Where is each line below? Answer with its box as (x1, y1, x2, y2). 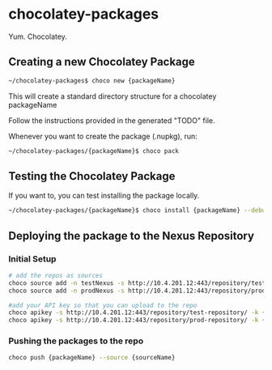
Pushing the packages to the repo (8, 335, 144, 347)
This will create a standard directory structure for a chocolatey (8, 91, 217, 101)
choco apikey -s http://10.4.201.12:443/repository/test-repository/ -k (8, 308, 259, 317)
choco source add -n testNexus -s (8, 279, 125, 287)
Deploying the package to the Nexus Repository (8, 228, 255, 243)
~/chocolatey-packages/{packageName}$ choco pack (8, 147, 180, 155)
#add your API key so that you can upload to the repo (8, 301, 198, 309)
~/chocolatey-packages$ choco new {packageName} (8, 76, 176, 85)
